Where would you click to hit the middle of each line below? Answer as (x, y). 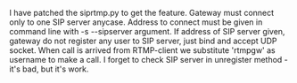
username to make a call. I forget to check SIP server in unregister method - (148, 60)
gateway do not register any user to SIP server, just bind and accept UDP (144, 41)
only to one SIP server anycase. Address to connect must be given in (136, 22)
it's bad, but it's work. (49, 69)
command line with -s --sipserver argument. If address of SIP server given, (147, 31)
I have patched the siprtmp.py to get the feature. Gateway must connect (142, 13)
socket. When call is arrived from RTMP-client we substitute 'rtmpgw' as (142, 50)
